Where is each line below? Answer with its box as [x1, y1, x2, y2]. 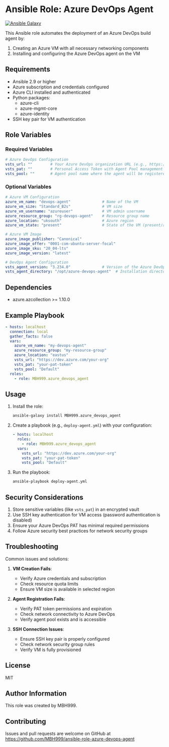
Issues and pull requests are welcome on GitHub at [5, 730, 111, 737]
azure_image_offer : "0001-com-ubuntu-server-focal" [5, 241, 116, 247]
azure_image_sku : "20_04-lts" [5, 246, 69, 251]
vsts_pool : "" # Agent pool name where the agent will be [5, 171, 143, 177]
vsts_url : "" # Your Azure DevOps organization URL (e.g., [5, 162, 147, 167]
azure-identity [20, 110, 50, 117]
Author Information [5, 689, 67, 698]
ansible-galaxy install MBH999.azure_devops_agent [12, 413, 121, 418]
